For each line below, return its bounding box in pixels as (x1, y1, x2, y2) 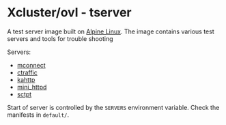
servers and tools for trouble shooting (7, 34, 114, 42)
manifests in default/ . (7, 111, 70, 119)
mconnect (16, 61, 46, 69)
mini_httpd (16, 83, 47, 91)
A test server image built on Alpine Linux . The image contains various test (7, 27, 214, 36)
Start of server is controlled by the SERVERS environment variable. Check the (7, 103, 220, 111)
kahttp (16, 75, 36, 83)
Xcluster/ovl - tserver (7, 5, 132, 20)
